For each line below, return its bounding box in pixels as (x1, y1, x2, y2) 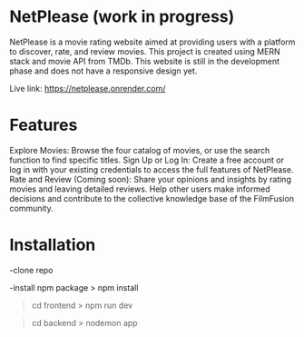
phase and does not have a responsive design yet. (9, 65, 198, 76)
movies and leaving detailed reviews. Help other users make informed (9, 183, 270, 194)
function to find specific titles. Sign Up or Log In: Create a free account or (9, 154, 284, 165)
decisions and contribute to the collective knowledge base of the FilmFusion (9, 193, 295, 203)
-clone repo (9, 264, 54, 275)
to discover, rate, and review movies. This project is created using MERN (9, 45, 280, 56)
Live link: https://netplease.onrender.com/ (9, 83, 166, 94)
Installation (9, 234, 96, 255)
